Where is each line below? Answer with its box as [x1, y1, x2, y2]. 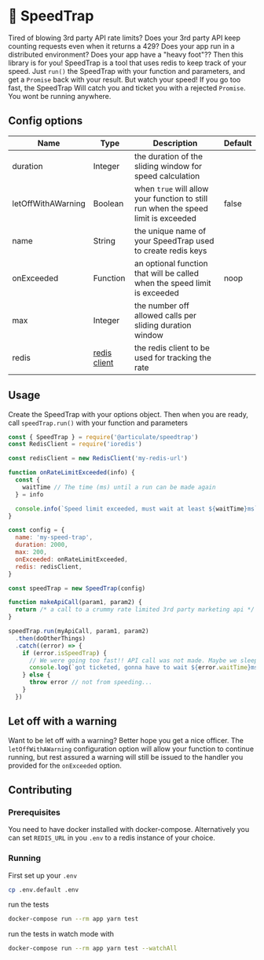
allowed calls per [134, 310, 197, 321]
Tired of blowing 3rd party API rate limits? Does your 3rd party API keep [8, 33, 241, 42]
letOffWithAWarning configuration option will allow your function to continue [8, 744, 254, 753]
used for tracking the [134, 352, 212, 363]
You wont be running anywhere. [8, 91, 112, 101]
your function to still [134, 192, 208, 203]
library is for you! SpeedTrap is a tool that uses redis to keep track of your [8, 58, 247, 68]
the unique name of [134, 225, 207, 236]
